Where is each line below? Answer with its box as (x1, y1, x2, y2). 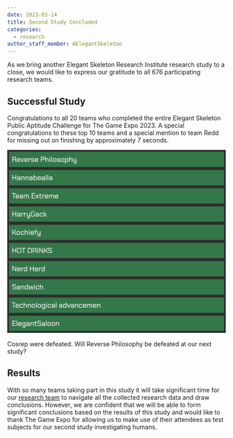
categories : (7, 26, 42, 33)
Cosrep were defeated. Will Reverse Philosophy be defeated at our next (7, 339, 212, 348)
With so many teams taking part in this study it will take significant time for (7, 386, 220, 394)
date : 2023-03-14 (7, 11, 58, 18)
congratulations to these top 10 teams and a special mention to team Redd (7, 129, 219, 137)
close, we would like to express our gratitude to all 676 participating (7, 68, 201, 76)
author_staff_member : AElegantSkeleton (7, 40, 123, 48)
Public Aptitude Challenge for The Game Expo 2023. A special (7, 121, 185, 129)
